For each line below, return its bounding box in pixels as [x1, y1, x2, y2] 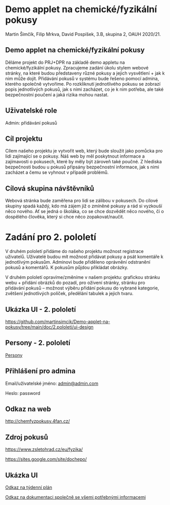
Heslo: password [5, 390, 40, 396]
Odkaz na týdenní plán [5, 484, 52, 490]
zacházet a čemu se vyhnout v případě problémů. [5, 169, 109, 175]
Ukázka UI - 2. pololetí [5, 305, 76, 314]
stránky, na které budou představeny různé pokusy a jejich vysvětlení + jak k [5, 70, 165, 76]
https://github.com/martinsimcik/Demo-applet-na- [5, 318, 110, 324]
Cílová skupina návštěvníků [5, 184, 95, 193]
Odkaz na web [5, 405, 52, 413]
